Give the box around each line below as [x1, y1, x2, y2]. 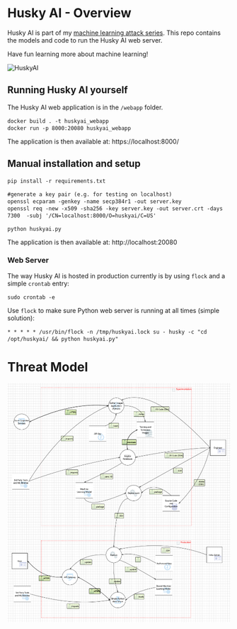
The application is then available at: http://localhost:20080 [7, 238, 178, 246]
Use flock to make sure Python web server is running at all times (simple [7, 306, 220, 314]
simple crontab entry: [7, 279, 69, 288]
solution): [7, 314, 35, 322]
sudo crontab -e [7, 293, 55, 301]
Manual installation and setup [7, 158, 141, 170]
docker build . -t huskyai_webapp [7, 117, 110, 125]
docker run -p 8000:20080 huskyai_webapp [7, 124, 132, 132]
